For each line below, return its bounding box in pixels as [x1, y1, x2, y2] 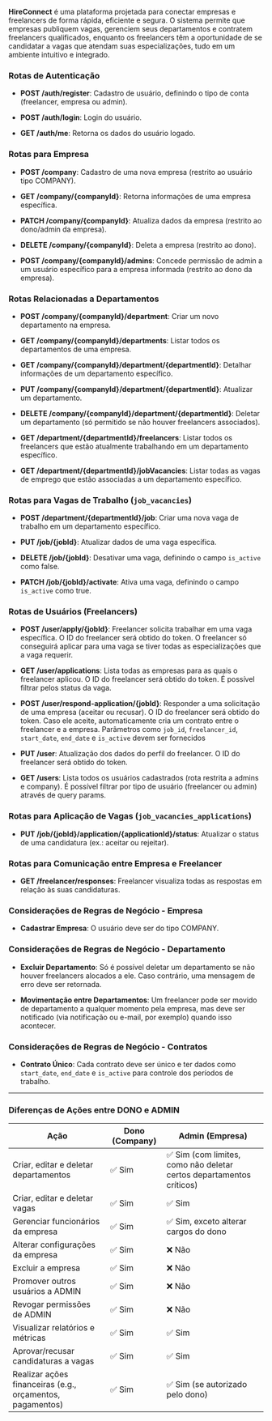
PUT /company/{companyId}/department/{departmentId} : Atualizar [19, 384, 253, 394]
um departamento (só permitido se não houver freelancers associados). [19, 417, 261, 427]
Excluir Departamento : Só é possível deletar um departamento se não [19, 962, 255, 972]
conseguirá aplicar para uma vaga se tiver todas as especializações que [19, 641, 261, 651]
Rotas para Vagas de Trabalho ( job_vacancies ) [8, 494, 193, 505]
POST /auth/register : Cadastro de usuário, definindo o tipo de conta [19, 88, 249, 98]
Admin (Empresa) [178, 1130, 248, 1142]
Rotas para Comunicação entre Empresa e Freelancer [8, 857, 223, 869]
